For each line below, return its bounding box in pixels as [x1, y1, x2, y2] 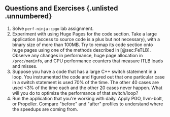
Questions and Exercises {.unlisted [5, 4, 118, 13]
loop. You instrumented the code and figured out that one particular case [12, 73, 165, 80]
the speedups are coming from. [12, 106, 78, 112]
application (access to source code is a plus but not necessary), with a [12, 36, 160, 42]
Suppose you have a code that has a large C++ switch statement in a [12, 68, 157, 74]
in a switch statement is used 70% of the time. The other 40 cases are [12, 79, 159, 85]
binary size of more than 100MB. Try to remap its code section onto [12, 42, 153, 48]
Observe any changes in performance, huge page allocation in [12, 52, 143, 58]
